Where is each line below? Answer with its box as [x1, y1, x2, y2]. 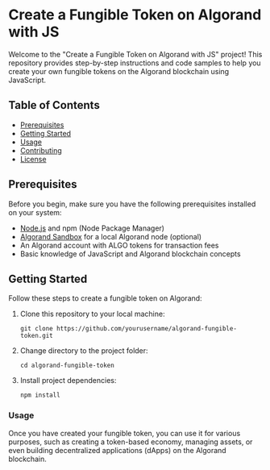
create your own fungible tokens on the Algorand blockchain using [8, 66, 230, 76]
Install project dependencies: [19, 376, 117, 385]
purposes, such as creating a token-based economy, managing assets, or [8, 437, 253, 447]
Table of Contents [8, 98, 101, 112]
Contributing [19, 145, 62, 155]
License [19, 154, 47, 164]
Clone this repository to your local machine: [19, 309, 165, 319]
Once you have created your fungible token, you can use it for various [8, 428, 241, 438]
